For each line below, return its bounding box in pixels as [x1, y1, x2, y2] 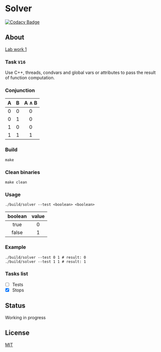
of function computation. [5, 75, 55, 81]
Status [5, 302, 26, 310]
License [5, 329, 30, 337]
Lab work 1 [5, 46, 27, 52]
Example [5, 244, 26, 251]
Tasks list [5, 270, 28, 277]
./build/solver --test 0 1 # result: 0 [5, 255, 86, 260]
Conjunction [5, 87, 35, 93]
